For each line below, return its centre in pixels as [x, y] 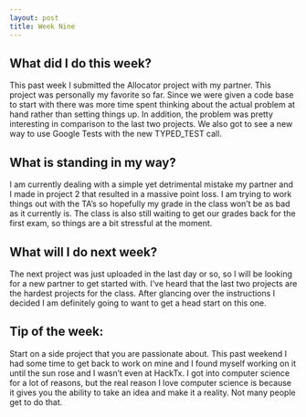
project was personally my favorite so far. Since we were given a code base [152, 95]
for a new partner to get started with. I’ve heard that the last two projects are [153, 283]
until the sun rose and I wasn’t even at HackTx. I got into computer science [150, 373]
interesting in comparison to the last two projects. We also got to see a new [151, 124]
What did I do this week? [81, 63]
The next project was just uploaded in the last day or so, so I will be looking [151, 274]
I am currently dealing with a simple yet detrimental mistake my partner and [152, 184]
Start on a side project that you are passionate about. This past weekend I [148, 353]
